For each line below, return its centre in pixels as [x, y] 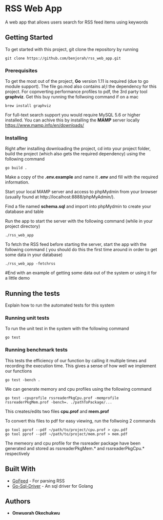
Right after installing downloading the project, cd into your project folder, [78, 149]
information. [17, 182]
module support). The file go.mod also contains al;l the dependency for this [81, 87]
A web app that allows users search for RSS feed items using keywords [77, 22]
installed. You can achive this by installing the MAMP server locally [72, 120]
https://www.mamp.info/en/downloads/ [45, 125]
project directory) [23, 226]
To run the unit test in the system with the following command [67, 329]
